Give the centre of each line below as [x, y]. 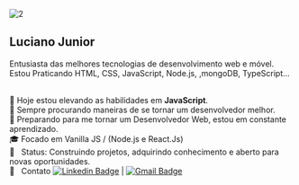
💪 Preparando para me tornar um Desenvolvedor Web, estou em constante [148, 119]
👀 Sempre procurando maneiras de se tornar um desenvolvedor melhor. [143, 110]
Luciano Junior [52, 42]
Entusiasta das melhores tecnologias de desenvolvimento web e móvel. [142, 64]
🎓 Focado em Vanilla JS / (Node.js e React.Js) [96, 138]
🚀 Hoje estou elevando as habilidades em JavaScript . [109, 100]
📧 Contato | [67, 171]
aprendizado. [34, 128]
